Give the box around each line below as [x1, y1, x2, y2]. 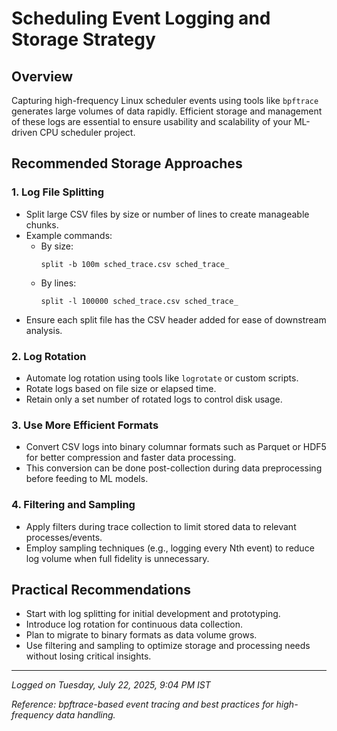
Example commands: [25, 229, 113, 241]
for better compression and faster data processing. [25, 452, 237, 464]
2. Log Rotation [11, 349, 87, 363]
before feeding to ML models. [25, 473, 149, 485]
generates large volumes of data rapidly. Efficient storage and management [11, 105, 323, 117]
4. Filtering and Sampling [11, 498, 136, 512]
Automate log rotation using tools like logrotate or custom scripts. [25, 372, 299, 384]
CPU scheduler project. [39, 127, 136, 138]
